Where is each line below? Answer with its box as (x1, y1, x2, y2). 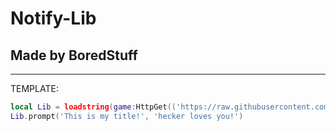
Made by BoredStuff (10, 47, 138, 64)
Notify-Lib (10, 7, 97, 30)
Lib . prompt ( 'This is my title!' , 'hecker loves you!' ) (10, 111, 244, 121)
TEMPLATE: (10, 83, 59, 94)
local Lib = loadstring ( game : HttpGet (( (10, 102, 177, 112)
